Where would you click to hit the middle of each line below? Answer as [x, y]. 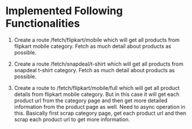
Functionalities [43, 23]
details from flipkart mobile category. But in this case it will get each [97, 94]
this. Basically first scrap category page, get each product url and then [100, 113]
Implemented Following [64, 11]
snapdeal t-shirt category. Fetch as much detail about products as [94, 70]
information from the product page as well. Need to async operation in [100, 107]
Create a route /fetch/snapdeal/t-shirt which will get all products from [99, 64]
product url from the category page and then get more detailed [91, 100]
